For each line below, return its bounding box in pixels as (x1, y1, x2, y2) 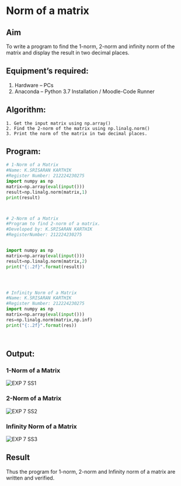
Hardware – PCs (14, 81, 54, 88)
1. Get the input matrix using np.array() (6, 120, 111, 126)
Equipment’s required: (6, 66, 89, 76)
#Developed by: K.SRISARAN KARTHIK (6, 227, 93, 232)
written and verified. (6, 474, 55, 481)
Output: (6, 349, 35, 359)
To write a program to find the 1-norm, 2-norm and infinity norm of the (6, 43, 175, 50)
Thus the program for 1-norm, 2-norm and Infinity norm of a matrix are (6, 468, 176, 475)
